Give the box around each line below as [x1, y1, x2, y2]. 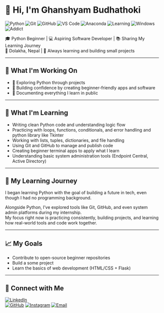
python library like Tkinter [12, 132, 64, 138]
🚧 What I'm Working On [5, 67, 78, 75]
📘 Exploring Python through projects [12, 79, 85, 85]
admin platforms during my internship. [5, 210, 82, 216]
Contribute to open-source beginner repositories [12, 255, 111, 261]
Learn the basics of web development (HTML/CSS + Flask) [12, 265, 131, 271]
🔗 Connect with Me [5, 284, 64, 292]
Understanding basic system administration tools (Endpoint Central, [12, 153, 148, 158]
